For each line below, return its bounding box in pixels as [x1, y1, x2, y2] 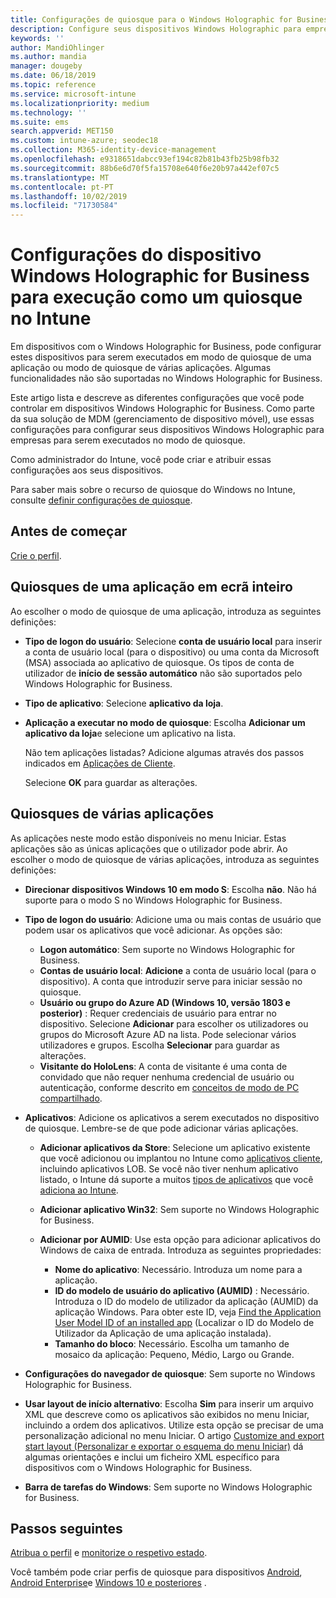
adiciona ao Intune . [39, 1184, 119, 1196]
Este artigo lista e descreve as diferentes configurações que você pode [10, 392, 305, 404]
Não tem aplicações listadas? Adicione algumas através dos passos [24, 746, 305, 758]
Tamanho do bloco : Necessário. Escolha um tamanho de [54, 1337, 290, 1350]
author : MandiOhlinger [10, 42, 105, 53]
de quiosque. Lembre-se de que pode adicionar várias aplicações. [24, 1122, 299, 1134]
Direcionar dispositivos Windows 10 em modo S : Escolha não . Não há [24, 883, 317, 895]
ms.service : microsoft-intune [10, 89, 137, 99]
